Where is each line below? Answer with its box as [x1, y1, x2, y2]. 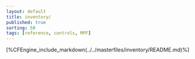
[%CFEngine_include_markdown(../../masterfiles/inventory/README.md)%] [6, 46, 190, 53]
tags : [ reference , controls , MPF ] [6, 30, 92, 36]
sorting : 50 [6, 25, 35, 31]
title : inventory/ [6, 14, 51, 20]
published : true [6, 19, 46, 25]
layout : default [6, 8, 46, 15]
